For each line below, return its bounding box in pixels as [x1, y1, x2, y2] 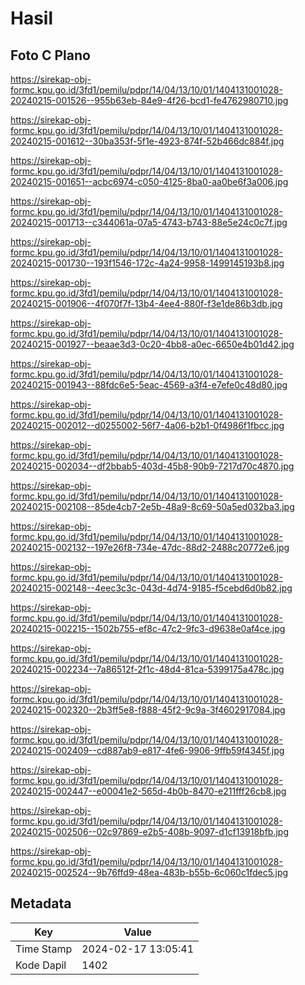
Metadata [10, 895, 72, 912]
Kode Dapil [15, 958, 67, 972]
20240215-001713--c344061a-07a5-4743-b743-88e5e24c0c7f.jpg [10, 217, 288, 228]
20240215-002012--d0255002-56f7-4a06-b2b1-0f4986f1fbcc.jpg [10, 420, 285, 431]
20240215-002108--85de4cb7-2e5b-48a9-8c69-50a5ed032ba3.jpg [10, 501, 295, 512]
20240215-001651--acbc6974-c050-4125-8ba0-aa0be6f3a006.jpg [10, 176, 289, 187]
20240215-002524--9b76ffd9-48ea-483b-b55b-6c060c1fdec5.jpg [10, 867, 289, 878]
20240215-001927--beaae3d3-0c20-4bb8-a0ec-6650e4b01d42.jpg [10, 338, 295, 350]
